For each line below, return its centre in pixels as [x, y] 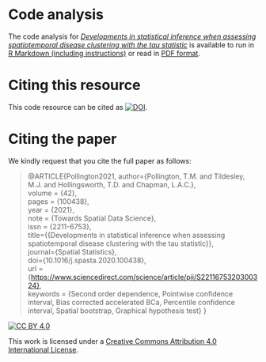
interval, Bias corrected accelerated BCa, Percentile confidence [131, 302]
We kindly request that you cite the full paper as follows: [100, 160]
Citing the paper [63, 139]
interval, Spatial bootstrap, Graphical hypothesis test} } [117, 311]
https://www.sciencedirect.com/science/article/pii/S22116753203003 [144, 277]
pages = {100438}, [58, 201]
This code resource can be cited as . [78, 107]
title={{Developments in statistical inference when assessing [126, 235]
